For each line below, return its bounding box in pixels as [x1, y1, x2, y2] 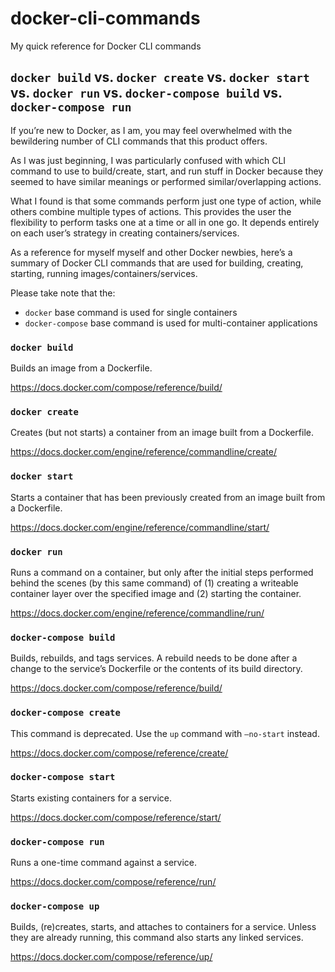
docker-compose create [10, 707, 121, 719]
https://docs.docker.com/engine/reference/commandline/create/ [10, 446, 277, 458]
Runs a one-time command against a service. [10, 857, 198, 869]
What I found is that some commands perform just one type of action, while [10, 195, 322, 207]
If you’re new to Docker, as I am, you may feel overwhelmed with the [10, 124, 293, 136]
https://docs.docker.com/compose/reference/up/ [10, 951, 213, 963]
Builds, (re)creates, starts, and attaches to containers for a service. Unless [10, 921, 317, 933]
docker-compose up [10, 901, 100, 912]
